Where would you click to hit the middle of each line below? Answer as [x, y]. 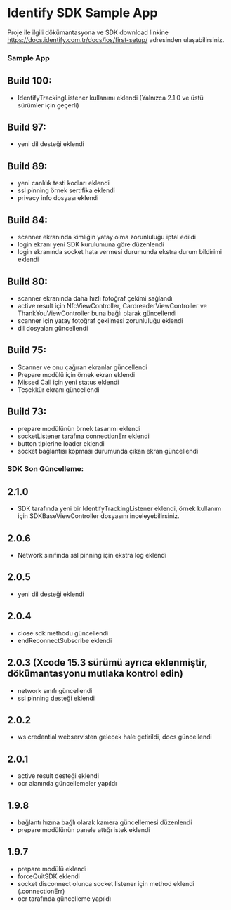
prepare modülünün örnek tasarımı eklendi [79, 428]
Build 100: [29, 81]
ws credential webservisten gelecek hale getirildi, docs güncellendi [114, 737]
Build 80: [27, 281]
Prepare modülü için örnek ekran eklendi [76, 374]
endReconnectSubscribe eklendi [65, 640]
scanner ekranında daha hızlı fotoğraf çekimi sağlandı [95, 298]
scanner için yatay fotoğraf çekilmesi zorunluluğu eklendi [100, 320]
